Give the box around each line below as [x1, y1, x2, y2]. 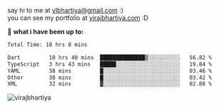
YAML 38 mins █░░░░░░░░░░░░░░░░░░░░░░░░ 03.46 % [7, 67, 213, 74]
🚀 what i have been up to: [7, 28, 84, 36]
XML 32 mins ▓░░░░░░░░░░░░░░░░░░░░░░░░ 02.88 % [7, 81, 213, 88]
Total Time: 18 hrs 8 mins [7, 41, 88, 48]
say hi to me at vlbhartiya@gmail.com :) [7, 6, 123, 14]
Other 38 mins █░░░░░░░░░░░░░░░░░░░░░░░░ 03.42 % [7, 74, 213, 81]
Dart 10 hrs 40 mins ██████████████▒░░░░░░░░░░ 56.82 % [7, 53, 213, 61]
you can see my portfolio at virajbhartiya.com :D [7, 14, 148, 22]
